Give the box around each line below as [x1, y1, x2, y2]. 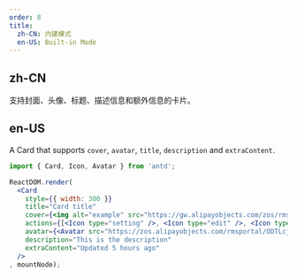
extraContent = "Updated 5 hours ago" [25, 243, 161, 252]
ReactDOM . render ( [9, 178, 73, 187]
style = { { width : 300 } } [25, 194, 113, 204]
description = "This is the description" [25, 235, 172, 244]
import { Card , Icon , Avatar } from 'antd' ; [9, 161, 176, 171]
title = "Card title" [25, 203, 97, 212]
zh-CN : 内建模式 [17, 29, 72, 38]
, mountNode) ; [9, 260, 62, 269]
